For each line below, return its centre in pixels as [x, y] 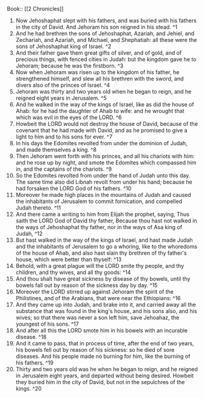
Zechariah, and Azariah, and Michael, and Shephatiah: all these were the [106, 40]
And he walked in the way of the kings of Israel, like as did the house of [105, 105]
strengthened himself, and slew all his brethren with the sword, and [100, 79]
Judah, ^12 [29, 234]
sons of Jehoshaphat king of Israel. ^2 [63, 46]
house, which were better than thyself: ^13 [69, 259]
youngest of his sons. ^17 [47, 324]
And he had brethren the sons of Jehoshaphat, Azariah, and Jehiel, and [105, 33]
